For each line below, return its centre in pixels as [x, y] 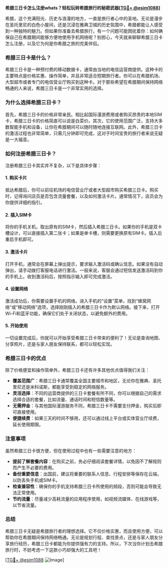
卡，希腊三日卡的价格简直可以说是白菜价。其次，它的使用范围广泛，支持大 [82, 121]
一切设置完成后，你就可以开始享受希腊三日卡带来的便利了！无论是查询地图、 [84, 338]
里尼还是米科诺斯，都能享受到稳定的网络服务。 [60, 387]
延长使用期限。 [28, 424]
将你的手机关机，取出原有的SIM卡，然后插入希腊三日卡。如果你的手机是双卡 [84, 227]
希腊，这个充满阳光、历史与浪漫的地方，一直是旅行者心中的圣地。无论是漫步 [84, 19]
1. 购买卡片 [16, 178]
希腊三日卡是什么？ [28, 58]
